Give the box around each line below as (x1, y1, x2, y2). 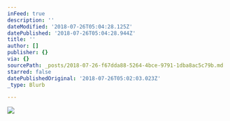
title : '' (7, 36, 36, 43)
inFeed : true (7, 10, 45, 17)
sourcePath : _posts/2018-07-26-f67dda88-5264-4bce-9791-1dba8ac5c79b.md (7, 62, 224, 69)
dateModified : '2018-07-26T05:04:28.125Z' (7, 23, 133, 30)
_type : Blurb (7, 81, 45, 88)
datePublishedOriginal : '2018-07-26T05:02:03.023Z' (7, 74, 161, 82)
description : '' (7, 17, 55, 24)
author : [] (7, 42, 39, 49)
